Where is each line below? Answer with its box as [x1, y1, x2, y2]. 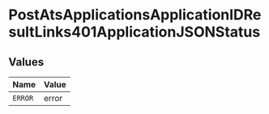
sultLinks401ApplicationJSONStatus [8, 23, 261, 41]
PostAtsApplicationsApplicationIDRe [8, 6, 262, 24]
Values [8, 55, 45, 69]
